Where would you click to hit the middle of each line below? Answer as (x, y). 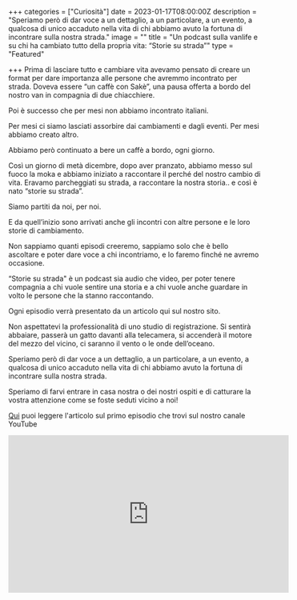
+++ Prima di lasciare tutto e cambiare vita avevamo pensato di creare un (129, 70)
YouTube (23, 424)
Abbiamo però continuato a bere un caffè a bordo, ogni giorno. (112, 150)
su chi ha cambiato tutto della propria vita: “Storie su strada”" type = (121, 46)
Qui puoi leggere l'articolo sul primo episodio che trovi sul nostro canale (127, 416)
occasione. (27, 263)
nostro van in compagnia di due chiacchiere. (82, 95)
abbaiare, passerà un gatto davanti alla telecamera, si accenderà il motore (130, 335)
